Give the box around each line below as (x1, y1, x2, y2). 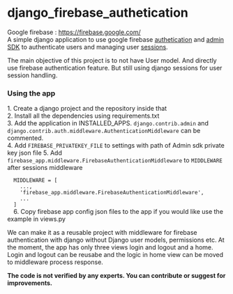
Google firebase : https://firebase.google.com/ (7, 28, 141, 36)
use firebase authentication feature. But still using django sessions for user (7, 63, 223, 72)
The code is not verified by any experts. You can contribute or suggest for (7, 272, 226, 280)
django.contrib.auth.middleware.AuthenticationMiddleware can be (7, 127, 201, 135)
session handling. (7, 71, 58, 79)
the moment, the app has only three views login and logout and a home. (7, 243, 214, 252)
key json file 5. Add (7, 148, 63, 157)
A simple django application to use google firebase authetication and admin (7, 35, 225, 43)
